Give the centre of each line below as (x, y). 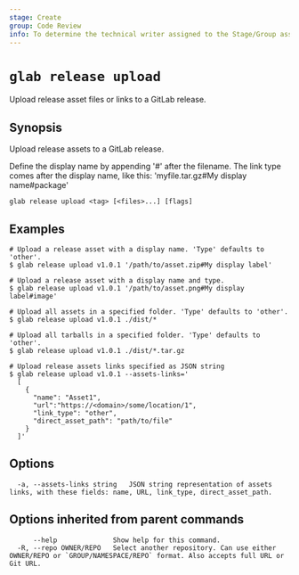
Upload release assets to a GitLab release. (87, 149)
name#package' (39, 185)
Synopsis (36, 127)
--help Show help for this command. (126, 540)
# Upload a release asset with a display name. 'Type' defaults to (137, 249)
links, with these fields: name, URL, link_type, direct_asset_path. (141, 492)
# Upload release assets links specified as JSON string (117, 366)
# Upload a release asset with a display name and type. (117, 280)
